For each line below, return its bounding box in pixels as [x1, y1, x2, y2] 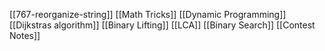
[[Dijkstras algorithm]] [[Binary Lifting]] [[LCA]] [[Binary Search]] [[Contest [9, 19, 316, 31]
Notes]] [9, 30, 41, 41]
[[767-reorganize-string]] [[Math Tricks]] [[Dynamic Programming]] [9, 9, 287, 20]
